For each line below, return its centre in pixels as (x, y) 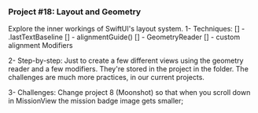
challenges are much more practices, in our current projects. (106, 78)
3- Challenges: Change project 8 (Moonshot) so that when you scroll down (129, 93)
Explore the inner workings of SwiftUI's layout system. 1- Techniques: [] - (127, 29)
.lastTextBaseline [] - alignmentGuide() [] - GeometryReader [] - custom (124, 37)
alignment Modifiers (41, 46)
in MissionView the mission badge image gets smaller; (96, 101)
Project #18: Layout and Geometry (75, 12)
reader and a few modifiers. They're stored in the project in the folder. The (129, 69)
